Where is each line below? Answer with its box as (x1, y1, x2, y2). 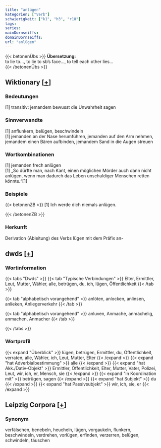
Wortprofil (5, 338, 31, 345)
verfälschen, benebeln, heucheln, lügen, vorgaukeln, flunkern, (5, 427, 132, 433)
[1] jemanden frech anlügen (5, 162, 61, 168)
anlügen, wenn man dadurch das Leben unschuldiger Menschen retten (5, 173, 150, 179)
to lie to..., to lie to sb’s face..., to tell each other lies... (5, 58, 114, 65)
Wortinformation (5, 264, 46, 271)
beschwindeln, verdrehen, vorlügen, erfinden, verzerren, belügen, (5, 432, 140, 438)
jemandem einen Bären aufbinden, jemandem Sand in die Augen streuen (5, 139, 153, 145)
